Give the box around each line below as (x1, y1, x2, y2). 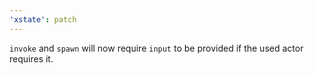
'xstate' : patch (9, 14, 77, 25)
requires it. (9, 52, 54, 65)
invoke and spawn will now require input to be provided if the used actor (9, 42, 304, 54)
